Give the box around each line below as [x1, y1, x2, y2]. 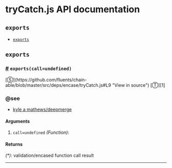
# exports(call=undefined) [5, 65, 72, 72]
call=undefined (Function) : [12, 129, 70, 136]
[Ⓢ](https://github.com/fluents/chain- [5, 77, 87, 83]
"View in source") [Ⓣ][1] [112, 82, 165, 88]
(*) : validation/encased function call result [5, 152, 94, 159]
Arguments [5, 118, 30, 124]
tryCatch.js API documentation [5, 4, 140, 15]
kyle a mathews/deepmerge [12, 106, 72, 112]
